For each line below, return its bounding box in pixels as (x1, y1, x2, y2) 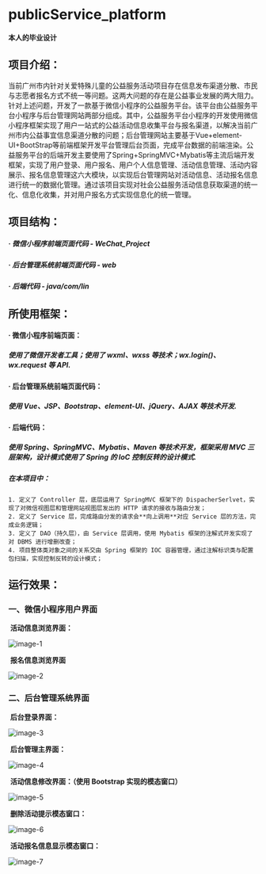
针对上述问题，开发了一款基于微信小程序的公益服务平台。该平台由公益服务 (8, 101, 251, 110)
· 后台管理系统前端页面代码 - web (8, 260, 116, 270)
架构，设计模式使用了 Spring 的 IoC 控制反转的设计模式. (14, 452, 196, 461)
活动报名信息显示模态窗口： (9, 841, 101, 850)
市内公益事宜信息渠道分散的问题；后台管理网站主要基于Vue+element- (14, 130, 243, 139)
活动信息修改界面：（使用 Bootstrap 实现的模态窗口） (9, 777, 182, 786)
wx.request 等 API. (8, 361, 71, 370)
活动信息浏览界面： (9, 624, 73, 633)
